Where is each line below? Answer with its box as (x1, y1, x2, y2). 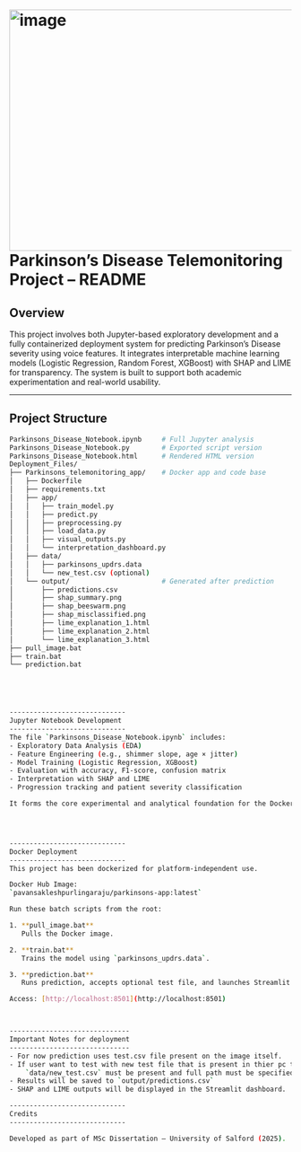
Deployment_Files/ (9, 460, 78, 469)
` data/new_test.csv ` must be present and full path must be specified (25, 1068, 295, 1077)
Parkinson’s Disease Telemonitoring (9, 251, 284, 271)
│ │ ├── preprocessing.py (9, 518, 123, 527)
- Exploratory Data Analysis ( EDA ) (9, 741, 142, 750)
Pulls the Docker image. (21, 929, 115, 938)
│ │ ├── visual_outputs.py (9, 535, 126, 544)
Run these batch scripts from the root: (9, 905, 163, 914)
